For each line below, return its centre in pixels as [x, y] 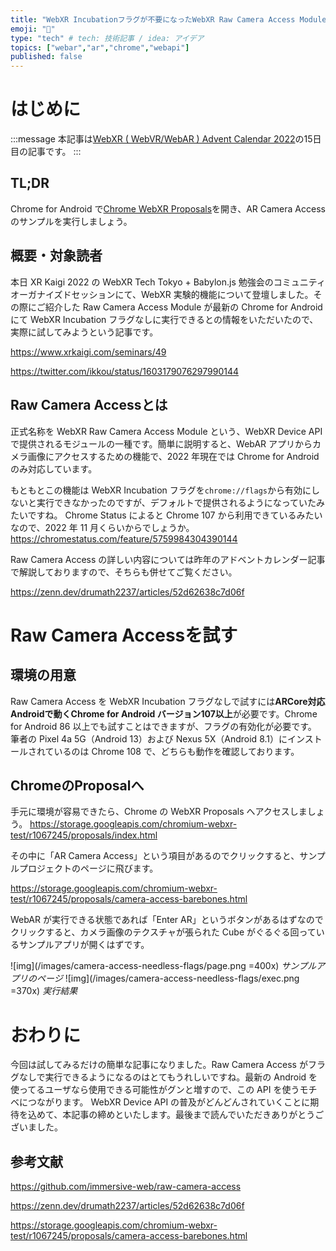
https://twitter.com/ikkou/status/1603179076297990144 [125, 371]
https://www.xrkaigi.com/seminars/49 [88, 352]
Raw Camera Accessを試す [124, 635]
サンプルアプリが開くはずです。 [84, 945]
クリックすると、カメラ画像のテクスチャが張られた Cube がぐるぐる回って [163, 932]
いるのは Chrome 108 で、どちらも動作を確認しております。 [176, 751]
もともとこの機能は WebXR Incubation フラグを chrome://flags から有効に [161, 490]
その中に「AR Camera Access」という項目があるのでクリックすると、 [155, 856]
